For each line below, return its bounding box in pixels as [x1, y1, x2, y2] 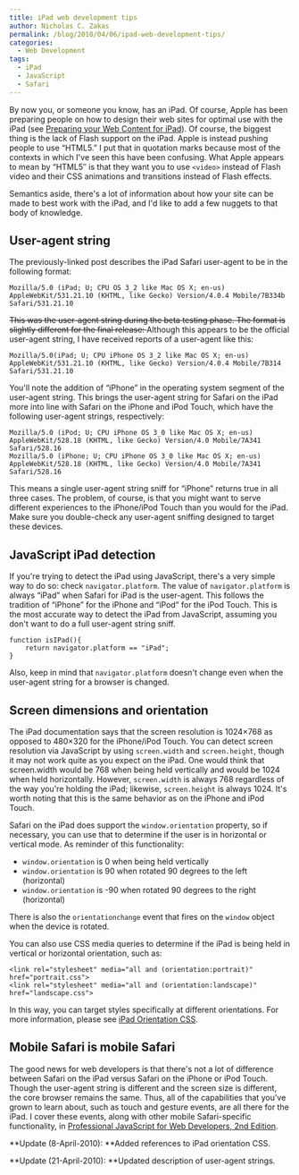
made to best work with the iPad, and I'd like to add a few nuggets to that [9, 198, 278, 209]
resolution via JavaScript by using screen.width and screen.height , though [9, 745, 285, 756]
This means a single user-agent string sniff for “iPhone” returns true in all [9, 483, 278, 494]
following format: [9, 266, 72, 277]
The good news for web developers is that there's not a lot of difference [9, 1063, 274, 1074]
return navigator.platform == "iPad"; [25, 643, 170, 653]
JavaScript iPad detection [9, 547, 156, 562]
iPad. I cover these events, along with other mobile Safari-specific [9, 1111, 252, 1121]
